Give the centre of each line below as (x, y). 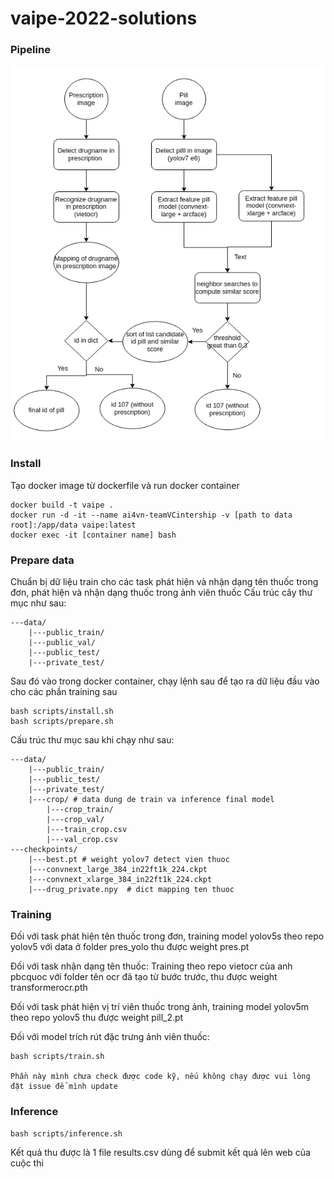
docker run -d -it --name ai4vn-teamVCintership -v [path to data (151, 515)
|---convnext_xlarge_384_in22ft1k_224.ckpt (120, 880)
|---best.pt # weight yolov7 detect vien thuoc (129, 860)
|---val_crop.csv (82, 840)
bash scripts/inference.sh (66, 1133)
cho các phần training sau (64, 692)
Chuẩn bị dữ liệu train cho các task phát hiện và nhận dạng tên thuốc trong (164, 582)
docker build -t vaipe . (62, 505)
